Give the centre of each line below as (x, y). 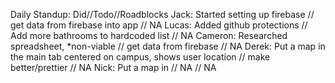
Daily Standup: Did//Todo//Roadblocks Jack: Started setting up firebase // (162, 14)
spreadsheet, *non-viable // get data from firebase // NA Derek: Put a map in (168, 46)
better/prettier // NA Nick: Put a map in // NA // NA (113, 67)
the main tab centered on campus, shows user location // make (140, 57)
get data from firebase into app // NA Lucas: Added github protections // (159, 25)
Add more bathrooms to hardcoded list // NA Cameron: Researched (149, 35)
